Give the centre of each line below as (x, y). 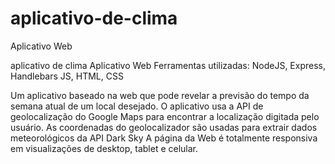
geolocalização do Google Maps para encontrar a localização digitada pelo (165, 116)
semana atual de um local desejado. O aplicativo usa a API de (137, 106)
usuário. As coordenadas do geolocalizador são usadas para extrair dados (164, 127)
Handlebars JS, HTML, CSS (67, 76)
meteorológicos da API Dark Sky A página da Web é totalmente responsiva (164, 138)
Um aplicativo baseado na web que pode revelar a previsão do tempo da (160, 95)
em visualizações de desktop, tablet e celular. (104, 148)
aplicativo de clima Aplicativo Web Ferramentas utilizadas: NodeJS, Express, (168, 65)
